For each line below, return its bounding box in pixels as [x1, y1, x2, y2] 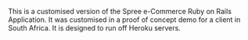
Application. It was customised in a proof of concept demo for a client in [8, 15, 241, 24]
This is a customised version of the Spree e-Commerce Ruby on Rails [8, 7, 232, 16]
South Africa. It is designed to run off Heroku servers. [8, 24, 182, 32]
